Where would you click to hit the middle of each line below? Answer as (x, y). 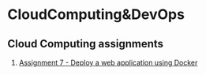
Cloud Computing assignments (85, 44)
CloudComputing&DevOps (96, 15)
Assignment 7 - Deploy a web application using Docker (108, 62)
